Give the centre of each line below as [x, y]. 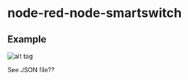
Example [27, 39]
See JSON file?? [31, 70]
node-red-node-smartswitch [95, 13]
